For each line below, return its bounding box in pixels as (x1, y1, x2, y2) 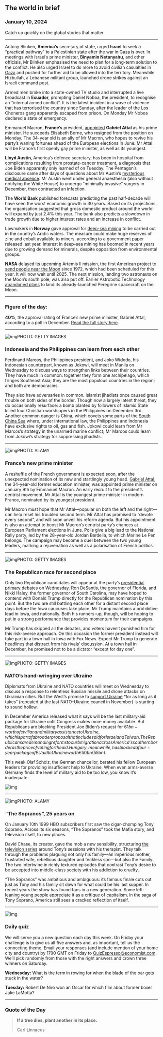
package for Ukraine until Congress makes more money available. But (5, 719, 145, 725)
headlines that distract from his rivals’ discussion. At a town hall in (5, 641, 137, 647)
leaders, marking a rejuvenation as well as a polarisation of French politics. (5, 542, 154, 548)
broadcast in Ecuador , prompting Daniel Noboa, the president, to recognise (5, 95, 156, 100)
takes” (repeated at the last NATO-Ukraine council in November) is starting (5, 699, 154, 705)
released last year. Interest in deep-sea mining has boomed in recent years (5, 241, 155, 247)
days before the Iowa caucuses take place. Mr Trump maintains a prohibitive (5, 605, 158, 611)
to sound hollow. (5, 704, 38, 710)
